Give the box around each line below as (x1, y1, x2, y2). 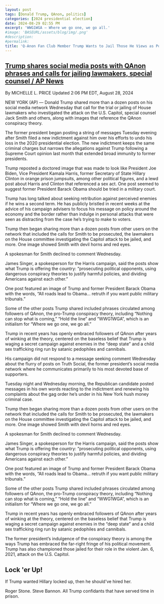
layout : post (5, 7, 32, 12)
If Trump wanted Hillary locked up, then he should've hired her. (5, 579, 132, 584)
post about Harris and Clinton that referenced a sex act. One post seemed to (5, 181, 159, 187)
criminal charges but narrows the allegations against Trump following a (5, 145, 148, 151)
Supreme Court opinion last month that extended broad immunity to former (5, 150, 156, 157)
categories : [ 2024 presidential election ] (5, 16, 93, 21)
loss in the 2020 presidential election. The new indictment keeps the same (5, 140, 155, 146)
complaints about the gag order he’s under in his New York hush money (5, 391, 149, 397)
